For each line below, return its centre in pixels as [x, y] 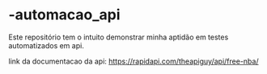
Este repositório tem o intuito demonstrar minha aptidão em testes [119, 37]
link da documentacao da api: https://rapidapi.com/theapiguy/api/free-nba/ [133, 61]
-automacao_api [64, 15]
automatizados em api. [47, 45]
